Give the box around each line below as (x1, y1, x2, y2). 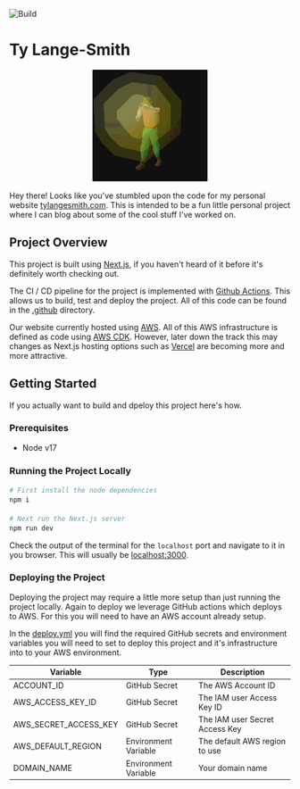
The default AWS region (197, 736, 287, 747)
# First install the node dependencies (9, 486, 158, 495)
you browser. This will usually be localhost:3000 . (9, 549, 189, 560)
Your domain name (197, 763, 268, 774)
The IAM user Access (197, 692, 278, 702)
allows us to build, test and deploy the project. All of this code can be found (9, 295, 287, 305)
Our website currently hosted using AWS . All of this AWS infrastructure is (9, 321, 279, 332)
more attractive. (9, 350, 68, 361)
